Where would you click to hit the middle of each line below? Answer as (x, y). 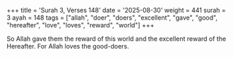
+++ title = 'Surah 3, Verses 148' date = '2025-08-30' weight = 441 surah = (116, 10)
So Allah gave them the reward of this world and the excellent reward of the (116, 39)
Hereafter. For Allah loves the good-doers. (68, 46)
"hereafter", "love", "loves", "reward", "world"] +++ (80, 25)
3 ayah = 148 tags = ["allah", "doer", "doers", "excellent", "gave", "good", (112, 18)
